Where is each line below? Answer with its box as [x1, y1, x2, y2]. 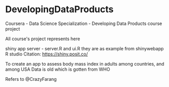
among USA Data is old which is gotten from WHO [5, 66, 110, 72]
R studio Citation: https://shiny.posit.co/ [5, 51, 88, 57]
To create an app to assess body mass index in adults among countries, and [5, 61, 164, 67]
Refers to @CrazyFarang [5, 76, 57, 82]
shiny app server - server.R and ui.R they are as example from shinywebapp [5, 45, 164, 51]
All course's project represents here [5, 36, 80, 42]
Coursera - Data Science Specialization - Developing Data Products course [5, 20, 162, 26]
